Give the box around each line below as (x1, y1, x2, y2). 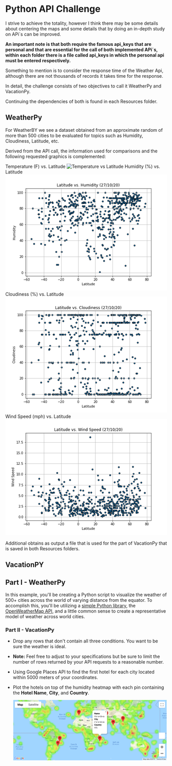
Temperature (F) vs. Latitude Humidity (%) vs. (5, 163, 161, 169)
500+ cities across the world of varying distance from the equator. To (5, 597, 152, 603)
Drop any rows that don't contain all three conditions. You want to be (12, 638, 158, 644)
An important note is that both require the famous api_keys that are (5, 41, 151, 47)
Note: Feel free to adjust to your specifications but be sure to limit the (12, 653, 160, 659)
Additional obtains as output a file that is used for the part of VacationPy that (5, 540, 167, 546)
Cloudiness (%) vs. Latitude (5, 291, 64, 297)
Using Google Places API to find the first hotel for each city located (12, 669, 155, 675)
